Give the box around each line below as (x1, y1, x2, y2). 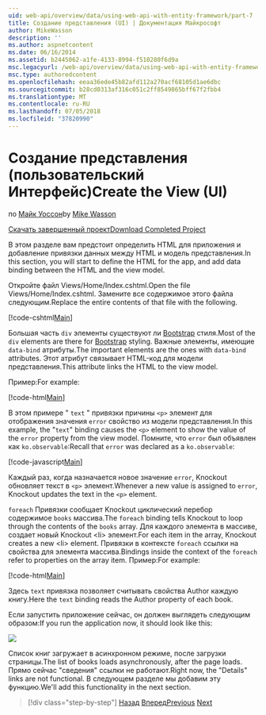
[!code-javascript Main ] (8, 457, 83, 467)
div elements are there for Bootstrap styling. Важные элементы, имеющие (8, 336, 255, 346)
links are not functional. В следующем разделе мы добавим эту (8, 674, 222, 683)
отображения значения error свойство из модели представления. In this (8, 416, 253, 425)
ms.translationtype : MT (8, 93, 87, 101)
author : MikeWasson (8, 26, 73, 34)
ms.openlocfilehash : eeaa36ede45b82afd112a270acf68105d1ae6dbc (8, 78, 222, 86)
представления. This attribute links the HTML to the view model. (8, 362, 218, 371)
